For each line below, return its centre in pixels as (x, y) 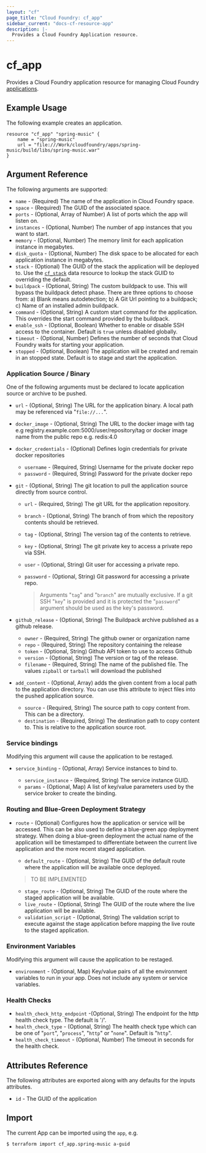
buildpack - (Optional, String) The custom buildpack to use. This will (101, 285)
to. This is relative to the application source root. (85, 727)
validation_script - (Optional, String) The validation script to (102, 917)
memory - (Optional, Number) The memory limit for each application (99, 240)
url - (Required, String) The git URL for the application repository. (107, 503)
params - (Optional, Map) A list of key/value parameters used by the (109, 787)
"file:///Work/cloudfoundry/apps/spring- (87, 145)
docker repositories (40, 455)
